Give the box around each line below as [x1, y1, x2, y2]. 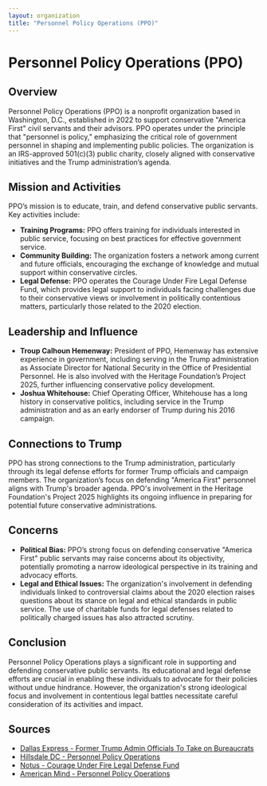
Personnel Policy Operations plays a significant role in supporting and [8, 657, 237, 666]
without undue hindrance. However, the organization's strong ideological [8, 682, 247, 692]
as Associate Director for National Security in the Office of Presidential [19, 363, 252, 373]
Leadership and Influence [8, 325, 138, 338]
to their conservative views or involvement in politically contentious [19, 293, 241, 303]
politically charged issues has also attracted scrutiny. [19, 612, 194, 622]
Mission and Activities [8, 180, 121, 194]
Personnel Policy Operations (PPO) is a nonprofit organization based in [8, 106, 241, 116]
